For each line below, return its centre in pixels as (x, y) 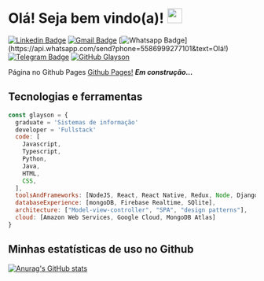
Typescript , (42, 152)
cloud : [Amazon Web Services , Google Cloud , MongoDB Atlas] (115, 217)
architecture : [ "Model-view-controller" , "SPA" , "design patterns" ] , (131, 210)
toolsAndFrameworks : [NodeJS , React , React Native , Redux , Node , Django (137, 196)
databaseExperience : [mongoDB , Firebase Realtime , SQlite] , (115, 203)
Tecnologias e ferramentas (75, 97)
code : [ (28, 137)
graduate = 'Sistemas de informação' (77, 122)
